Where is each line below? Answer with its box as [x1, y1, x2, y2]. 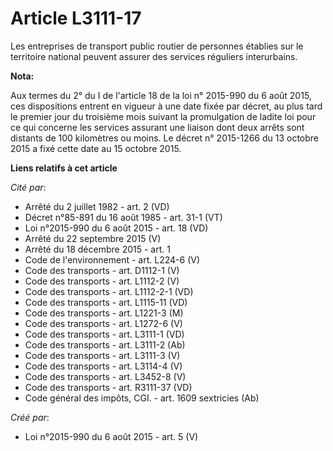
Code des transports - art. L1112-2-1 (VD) [24, 285, 194, 297]
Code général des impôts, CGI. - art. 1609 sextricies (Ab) [24, 392, 260, 404]
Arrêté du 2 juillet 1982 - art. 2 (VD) [24, 200, 170, 212]
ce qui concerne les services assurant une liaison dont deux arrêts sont [10, 121, 305, 133]
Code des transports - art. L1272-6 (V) [24, 317, 183, 329]
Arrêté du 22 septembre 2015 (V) [24, 232, 162, 244]
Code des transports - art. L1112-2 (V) [24, 275, 180, 287]
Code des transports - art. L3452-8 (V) [24, 370, 187, 382]
